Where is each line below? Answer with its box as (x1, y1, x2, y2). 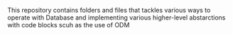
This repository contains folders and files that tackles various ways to (7, 6, 211, 14)
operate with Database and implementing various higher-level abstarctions (7, 13, 226, 22)
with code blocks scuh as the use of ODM (7, 21, 130, 29)
